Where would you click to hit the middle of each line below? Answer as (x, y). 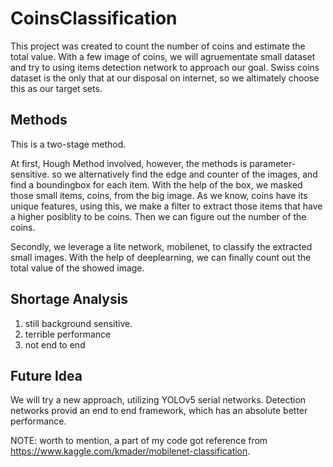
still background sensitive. (78, 323)
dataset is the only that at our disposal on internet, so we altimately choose (165, 78)
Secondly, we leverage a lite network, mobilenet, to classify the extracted (161, 246)
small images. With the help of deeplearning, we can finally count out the (161, 257)
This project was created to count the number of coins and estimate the (158, 46)
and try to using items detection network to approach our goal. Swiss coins (165, 67)
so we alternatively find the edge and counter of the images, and (184, 174)
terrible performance (68, 334)
